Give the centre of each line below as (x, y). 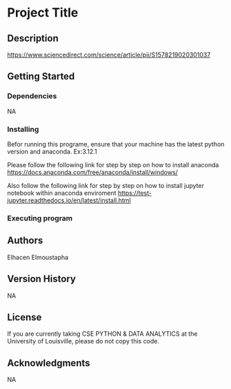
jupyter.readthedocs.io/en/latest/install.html (69, 200)
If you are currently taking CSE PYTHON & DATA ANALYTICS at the (102, 334)
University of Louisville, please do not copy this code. (83, 341)
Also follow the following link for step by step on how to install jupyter (106, 185)
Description (33, 38)
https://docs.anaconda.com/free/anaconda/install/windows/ (92, 172)
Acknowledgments (49, 363)
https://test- (134, 193)
